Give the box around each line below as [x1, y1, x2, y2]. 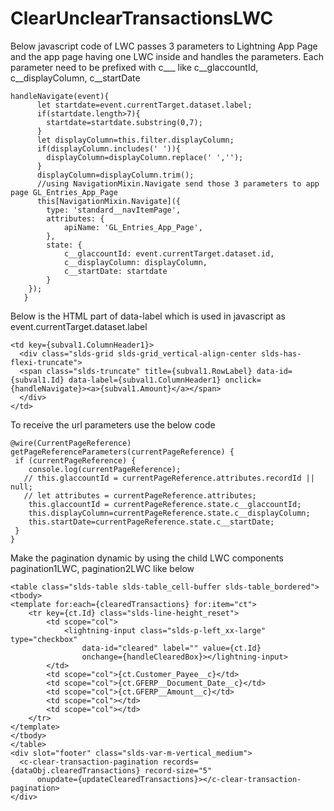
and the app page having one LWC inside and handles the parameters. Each [10, 50, 324, 62]
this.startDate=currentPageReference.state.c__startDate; [28, 517, 275, 527]
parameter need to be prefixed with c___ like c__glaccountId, [10, 61, 259, 73]
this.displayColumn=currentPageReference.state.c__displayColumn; [28, 508, 311, 518]
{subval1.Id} [10, 375, 65, 385]
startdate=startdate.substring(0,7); [46, 117, 203, 127]
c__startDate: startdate [63, 266, 168, 276]
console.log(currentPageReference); [28, 464, 182, 474]
